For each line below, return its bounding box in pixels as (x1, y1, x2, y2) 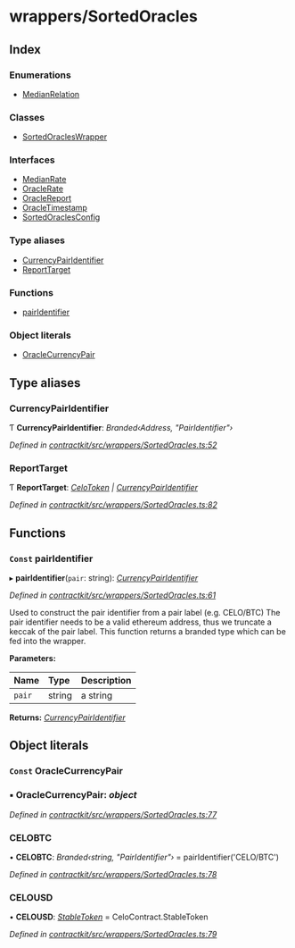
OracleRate (21, 183, 64, 194)
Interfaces (9, 154, 55, 166)
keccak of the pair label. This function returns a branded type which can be (9, 626, 287, 637)
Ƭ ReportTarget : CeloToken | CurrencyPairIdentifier (9, 482, 199, 493)
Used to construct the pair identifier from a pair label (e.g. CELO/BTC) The (9, 608, 281, 618)
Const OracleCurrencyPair (9, 765, 123, 777)
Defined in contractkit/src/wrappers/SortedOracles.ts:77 (9, 809, 217, 819)
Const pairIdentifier (9, 552, 94, 565)
